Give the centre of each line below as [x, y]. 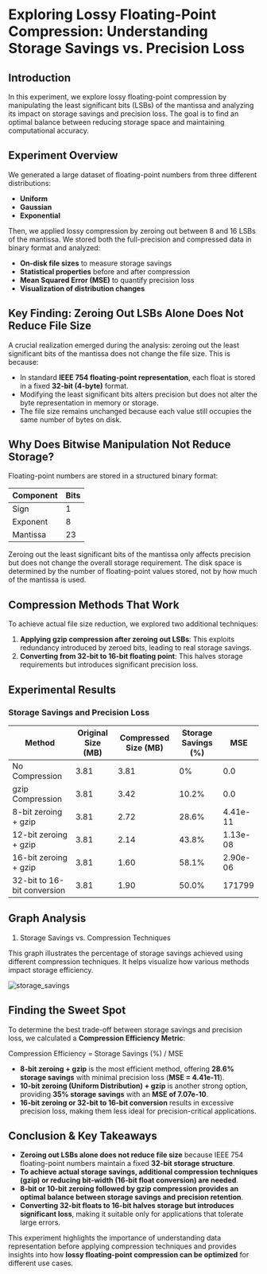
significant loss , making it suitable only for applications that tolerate [132, 1214]
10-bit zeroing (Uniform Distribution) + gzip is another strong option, [133, 1086]
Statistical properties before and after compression [105, 271]
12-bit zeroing [40, 834]
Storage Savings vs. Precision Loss [126, 48]
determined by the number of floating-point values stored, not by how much [133, 571]
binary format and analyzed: [54, 247]
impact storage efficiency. [51, 970]
